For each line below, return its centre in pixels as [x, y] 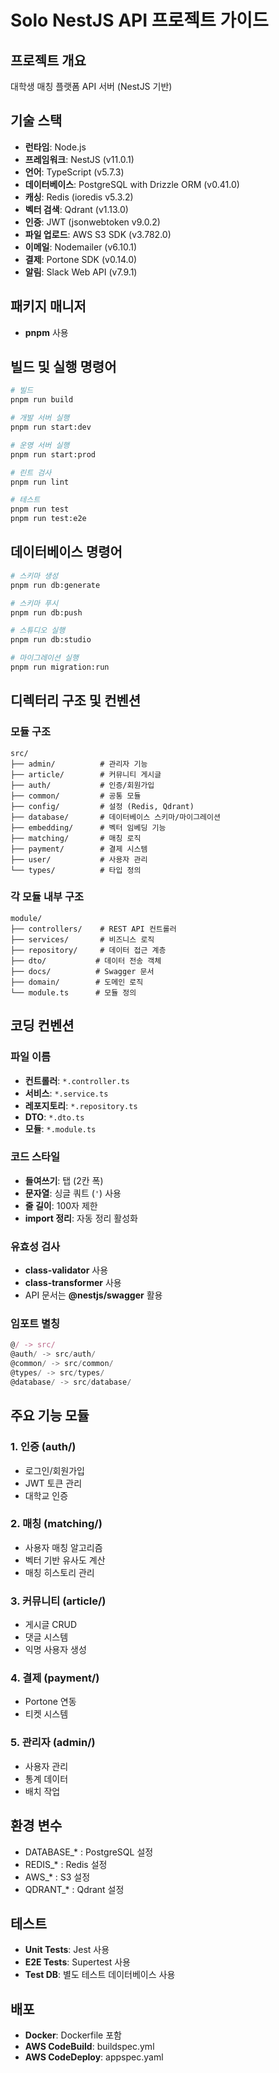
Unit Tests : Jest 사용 [67, 1950]
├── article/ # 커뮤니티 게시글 [86, 774]
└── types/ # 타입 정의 [76, 870]
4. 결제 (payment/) [55, 1678]
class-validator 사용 [66, 1270]
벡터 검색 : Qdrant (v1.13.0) [76, 209]
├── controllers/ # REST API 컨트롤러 [93, 929]
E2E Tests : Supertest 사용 [77, 1962]
